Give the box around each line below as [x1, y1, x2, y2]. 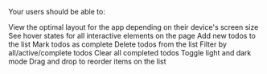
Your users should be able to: [8, 7, 106, 16]
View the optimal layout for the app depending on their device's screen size [8, 23, 259, 31]
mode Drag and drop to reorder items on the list [8, 56, 166, 66]
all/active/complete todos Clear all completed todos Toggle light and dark [8, 48, 252, 57]
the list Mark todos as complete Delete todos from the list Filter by [8, 39, 228, 49]
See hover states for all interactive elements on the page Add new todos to [8, 31, 256, 40]
